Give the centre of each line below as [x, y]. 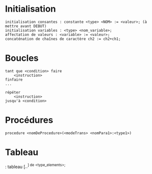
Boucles [22, 58]
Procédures [29, 120]
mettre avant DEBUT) [26, 26]
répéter [13, 92]
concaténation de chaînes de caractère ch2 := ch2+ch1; [63, 39]
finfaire [14, 79]
